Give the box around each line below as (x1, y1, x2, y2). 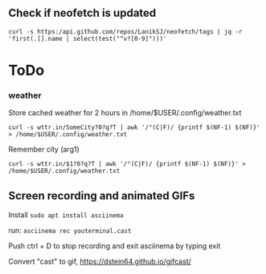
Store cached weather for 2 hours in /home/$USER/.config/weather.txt (8, 108, 242, 118)
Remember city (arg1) (8, 144, 80, 155)
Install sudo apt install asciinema (8, 210, 124, 220)
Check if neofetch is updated (8, 6, 157, 20)
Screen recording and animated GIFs (8, 188, 195, 203)
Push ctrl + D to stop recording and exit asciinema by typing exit (8, 241, 221, 251)
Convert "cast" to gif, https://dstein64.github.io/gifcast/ (8, 256, 191, 267)
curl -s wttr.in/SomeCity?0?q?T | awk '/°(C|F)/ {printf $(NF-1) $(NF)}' (8, 123, 261, 131)
